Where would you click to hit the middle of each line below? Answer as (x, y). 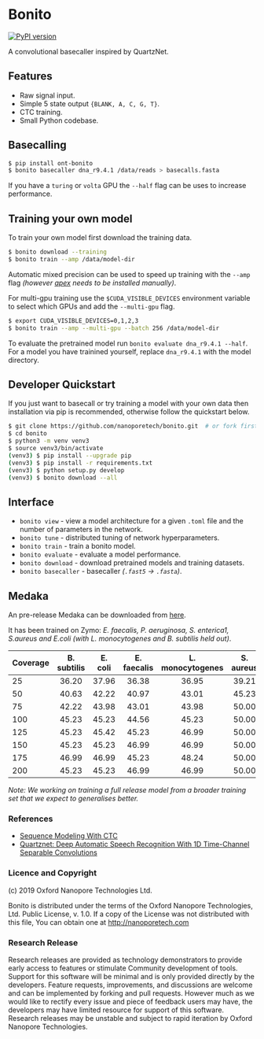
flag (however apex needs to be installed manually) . (92, 283)
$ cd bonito (27, 434)
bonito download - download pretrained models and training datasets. (132, 563)
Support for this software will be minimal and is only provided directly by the (132, 976)
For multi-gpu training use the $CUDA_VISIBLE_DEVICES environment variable (129, 298)
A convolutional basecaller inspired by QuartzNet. (88, 51)
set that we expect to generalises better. (73, 799)
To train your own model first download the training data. (100, 238)
